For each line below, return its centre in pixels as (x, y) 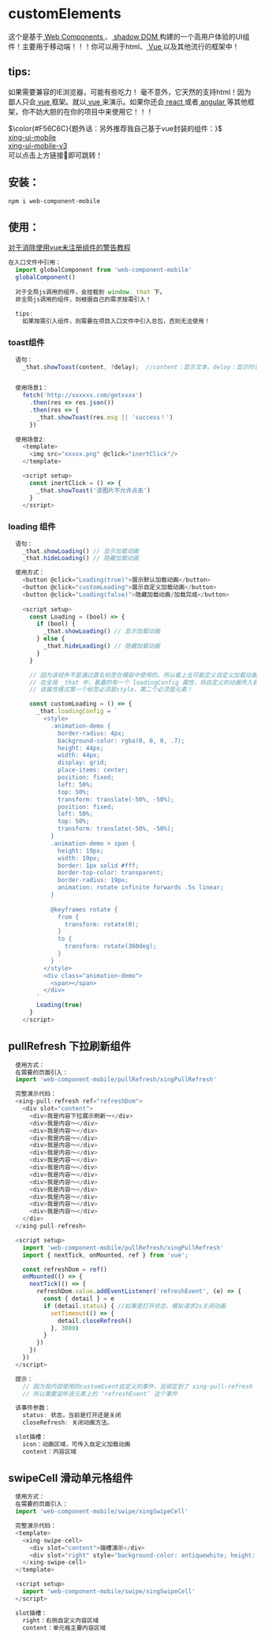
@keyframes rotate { (84, 909)
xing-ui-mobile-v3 (38, 145)
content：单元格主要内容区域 (64, 1628)
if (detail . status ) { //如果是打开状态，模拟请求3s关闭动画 (134, 1306)
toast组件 (26, 343)
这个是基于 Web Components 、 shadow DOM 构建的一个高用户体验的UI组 (129, 36)
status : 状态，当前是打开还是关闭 (72, 1415)
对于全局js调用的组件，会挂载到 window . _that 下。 (91, 292)
